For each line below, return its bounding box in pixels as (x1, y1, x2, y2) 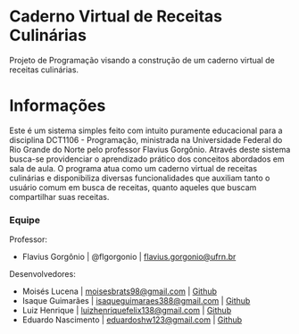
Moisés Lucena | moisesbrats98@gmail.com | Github (21, 286, 217, 296)
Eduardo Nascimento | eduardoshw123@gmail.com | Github (21, 314, 243, 325)
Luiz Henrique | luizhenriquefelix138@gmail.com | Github (21, 305, 232, 316)
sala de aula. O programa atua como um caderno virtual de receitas (9, 163, 257, 173)
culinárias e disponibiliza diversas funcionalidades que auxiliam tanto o (9, 172, 270, 183)
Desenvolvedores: (9, 269, 76, 280)
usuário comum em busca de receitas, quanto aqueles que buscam (9, 181, 257, 193)
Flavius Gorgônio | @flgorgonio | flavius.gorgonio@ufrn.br (21, 252, 237, 263)
